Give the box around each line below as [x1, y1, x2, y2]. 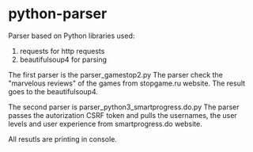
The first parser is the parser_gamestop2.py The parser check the [8, 70, 223, 79]
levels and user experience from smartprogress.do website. [8, 119, 203, 128]
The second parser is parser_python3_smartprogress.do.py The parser [8, 102, 240, 112]
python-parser [8, 5, 108, 23]
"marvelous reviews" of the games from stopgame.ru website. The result [8, 78, 246, 88]
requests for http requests [19, 46, 105, 55]
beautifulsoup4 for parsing [19, 55, 108, 64]
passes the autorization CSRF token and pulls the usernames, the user [8, 110, 237, 120]
